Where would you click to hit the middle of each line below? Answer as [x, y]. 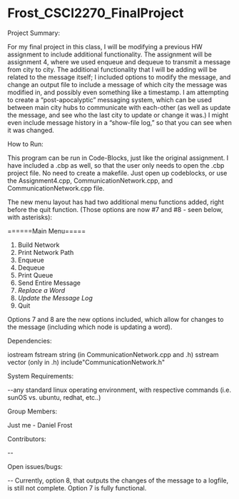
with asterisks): [30, 217]
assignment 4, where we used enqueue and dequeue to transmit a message [119, 61]
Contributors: [27, 439]
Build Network [39, 245]
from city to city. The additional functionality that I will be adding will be [112, 69]
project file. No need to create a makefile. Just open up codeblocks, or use [117, 173]
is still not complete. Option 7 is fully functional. [77, 488]
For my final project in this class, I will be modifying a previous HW [105, 46]
